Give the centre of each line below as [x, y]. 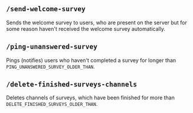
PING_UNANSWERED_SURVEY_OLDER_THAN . [51, 66]
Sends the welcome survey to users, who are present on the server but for [97, 22]
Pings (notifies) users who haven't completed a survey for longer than [91, 60]
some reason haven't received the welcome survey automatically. [86, 28]
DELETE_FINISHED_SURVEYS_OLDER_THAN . [52, 104]
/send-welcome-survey [46, 9]
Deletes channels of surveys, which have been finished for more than [91, 98]
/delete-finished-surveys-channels [72, 84]
